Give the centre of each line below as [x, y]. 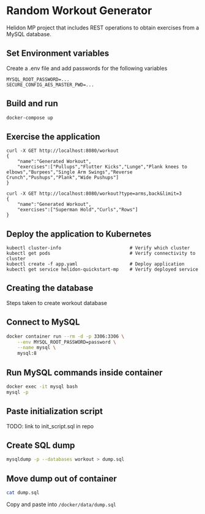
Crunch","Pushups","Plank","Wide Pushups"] [63, 178]
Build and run [32, 104]
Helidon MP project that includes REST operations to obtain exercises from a [103, 28]
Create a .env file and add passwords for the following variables [87, 68]
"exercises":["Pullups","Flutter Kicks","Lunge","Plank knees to [102, 167]
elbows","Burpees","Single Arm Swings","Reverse [69, 172]
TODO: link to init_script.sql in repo [50, 426]
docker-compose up [30, 118]
